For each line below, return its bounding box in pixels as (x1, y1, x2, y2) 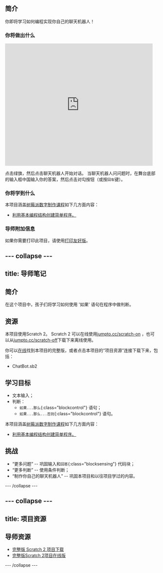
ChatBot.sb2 (12, 363, 37, 369)
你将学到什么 (5, 190, 36, 197)
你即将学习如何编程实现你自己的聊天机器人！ (5, 18, 95, 24)
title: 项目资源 (5, 515, 47, 523)
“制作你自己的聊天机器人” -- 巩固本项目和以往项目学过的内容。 (12, 473, 138, 479)
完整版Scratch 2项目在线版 (12, 553, 66, 558)
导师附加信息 (5, 225, 36, 232)
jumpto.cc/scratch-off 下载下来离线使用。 (14, 337, 96, 343)
